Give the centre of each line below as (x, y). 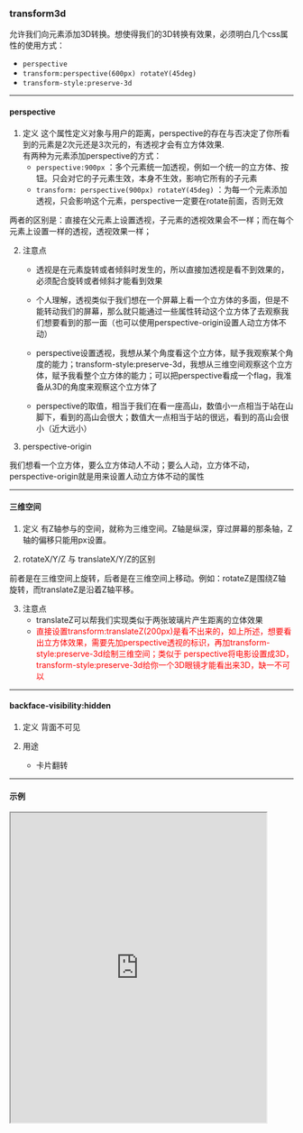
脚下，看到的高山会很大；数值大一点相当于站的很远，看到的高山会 (158, 416)
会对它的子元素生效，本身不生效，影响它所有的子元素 (159, 178)
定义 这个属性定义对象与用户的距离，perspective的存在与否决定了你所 (152, 132)
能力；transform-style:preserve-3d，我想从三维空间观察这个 (165, 364)
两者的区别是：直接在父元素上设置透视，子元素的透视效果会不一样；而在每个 (151, 220)
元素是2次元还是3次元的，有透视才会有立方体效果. (132, 144)
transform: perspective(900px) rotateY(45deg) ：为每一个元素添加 (161, 189)
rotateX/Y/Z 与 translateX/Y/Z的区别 (89, 559)
